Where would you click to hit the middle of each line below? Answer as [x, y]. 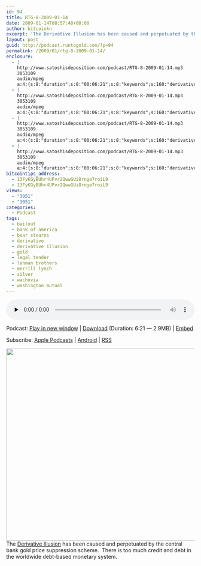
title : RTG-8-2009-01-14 [37, 17]
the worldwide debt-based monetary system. [62, 556]
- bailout [24, 224]
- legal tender [31, 258]
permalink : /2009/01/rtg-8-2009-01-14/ [56, 51]
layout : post [22, 40]
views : [14, 190]
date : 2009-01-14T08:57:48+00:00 [48, 23]
